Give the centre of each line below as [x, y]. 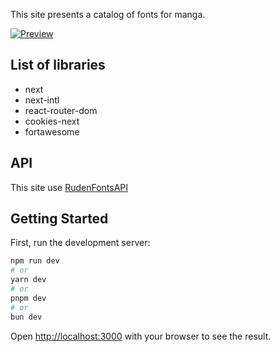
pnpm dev [28, 298]
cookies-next [52, 121]
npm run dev [35, 261]
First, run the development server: [80, 243]
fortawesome [52, 131]
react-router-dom [61, 110]
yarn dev [28, 280]
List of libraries [58, 65]
